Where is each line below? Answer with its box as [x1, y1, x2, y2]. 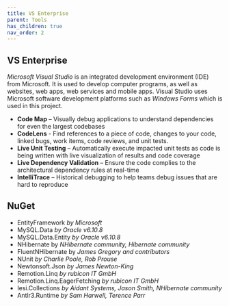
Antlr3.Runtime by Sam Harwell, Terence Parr [16, 291, 146, 299]
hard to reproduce [16, 181, 68, 189]
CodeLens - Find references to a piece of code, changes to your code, [16, 129, 217, 138]
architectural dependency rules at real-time [16, 166, 139, 175]
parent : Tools [7, 16, 48, 23]
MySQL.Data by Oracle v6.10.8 [16, 225, 103, 233]
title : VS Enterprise [7, 10, 69, 17]
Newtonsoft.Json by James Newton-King [16, 262, 134, 270]
